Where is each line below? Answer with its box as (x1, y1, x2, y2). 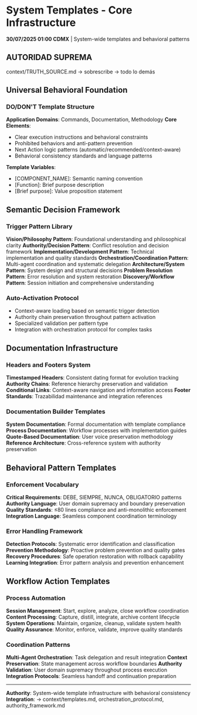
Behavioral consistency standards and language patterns (14, 152, 152, 159)
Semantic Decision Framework (6, 204, 120, 214)
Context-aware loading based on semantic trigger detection (14, 307, 159, 314)
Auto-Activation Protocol (6, 294, 79, 303)
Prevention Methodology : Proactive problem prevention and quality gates (6, 547, 185, 554)
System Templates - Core (6, 4, 133, 17)
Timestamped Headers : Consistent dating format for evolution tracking (6, 374, 179, 381)
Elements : (6, 122, 31, 129)
